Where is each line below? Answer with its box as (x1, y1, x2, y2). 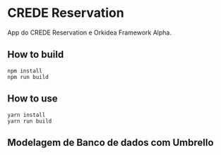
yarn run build (7, 118, 52, 125)
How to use (7, 93, 58, 105)
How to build (7, 49, 64, 61)
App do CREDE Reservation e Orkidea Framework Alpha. (7, 28, 172, 37)
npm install (7, 67, 42, 75)
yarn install (7, 111, 46, 118)
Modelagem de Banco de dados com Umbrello (7, 136, 214, 149)
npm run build (7, 73, 49, 80)
